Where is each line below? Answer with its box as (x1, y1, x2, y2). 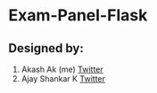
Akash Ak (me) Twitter (21, 64, 103, 74)
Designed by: (8, 41, 84, 56)
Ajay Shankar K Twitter (21, 74, 106, 84)
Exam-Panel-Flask (8, 5, 148, 26)
